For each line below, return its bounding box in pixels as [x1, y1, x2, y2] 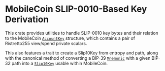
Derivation [5, 14, 49, 25]
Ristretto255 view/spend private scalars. [5, 40, 87, 46]
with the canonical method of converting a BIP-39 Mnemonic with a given [5, 55, 151, 61]
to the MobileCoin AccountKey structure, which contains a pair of [5, 35, 135, 41]
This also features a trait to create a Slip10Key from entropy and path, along [5, 50, 158, 56]
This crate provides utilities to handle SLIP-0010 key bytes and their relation [5, 30, 159, 36]
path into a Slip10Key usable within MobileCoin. [11, 60, 108, 66]
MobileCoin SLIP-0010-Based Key [5, 3, 147, 15]
